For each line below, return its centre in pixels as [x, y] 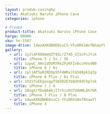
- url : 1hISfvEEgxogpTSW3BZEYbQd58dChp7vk [53, 81]
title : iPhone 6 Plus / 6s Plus [46, 77]
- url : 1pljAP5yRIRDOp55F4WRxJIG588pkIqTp [53, 73]
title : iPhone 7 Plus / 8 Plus [46, 95]
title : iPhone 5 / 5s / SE [41, 59]
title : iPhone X [30, 104]
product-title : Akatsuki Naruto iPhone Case [51, 32]
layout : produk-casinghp [30, 9]
